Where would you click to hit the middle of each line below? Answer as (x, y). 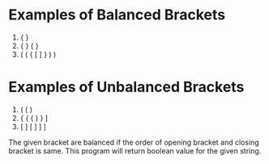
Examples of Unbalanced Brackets (126, 87)
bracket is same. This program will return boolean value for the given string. (135, 150)
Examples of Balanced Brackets (117, 15)
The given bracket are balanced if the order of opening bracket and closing (134, 142)
